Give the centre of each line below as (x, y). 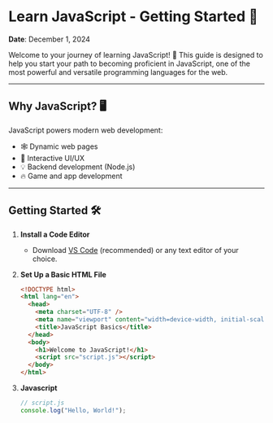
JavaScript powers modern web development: (86, 130)
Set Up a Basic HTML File (63, 274)
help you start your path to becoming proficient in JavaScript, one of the (129, 63)
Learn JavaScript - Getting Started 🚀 (133, 17)
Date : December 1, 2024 (50, 39)
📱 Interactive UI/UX (52, 158)
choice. (45, 259)
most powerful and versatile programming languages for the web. (118, 72)
